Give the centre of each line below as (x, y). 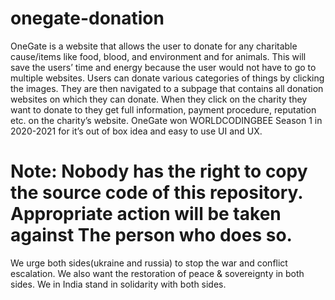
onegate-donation (87, 18)
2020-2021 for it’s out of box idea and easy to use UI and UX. (136, 131)
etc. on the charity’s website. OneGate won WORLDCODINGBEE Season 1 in (166, 120)
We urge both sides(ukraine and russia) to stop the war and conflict (149, 263)
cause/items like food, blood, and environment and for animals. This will (158, 56)
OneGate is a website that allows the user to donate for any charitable (154, 46)
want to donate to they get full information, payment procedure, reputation (163, 109)
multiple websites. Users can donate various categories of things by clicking (167, 78)
